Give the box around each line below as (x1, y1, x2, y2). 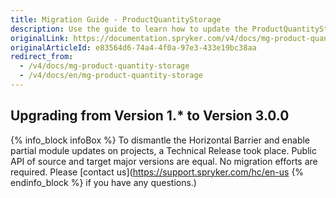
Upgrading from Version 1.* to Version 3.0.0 (10, 107, 290, 125)
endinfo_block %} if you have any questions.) (10, 176, 197, 188)
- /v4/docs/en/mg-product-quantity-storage (19, 71, 203, 81)
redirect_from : (10, 52, 74, 62)
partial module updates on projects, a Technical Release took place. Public (10, 144, 317, 156)
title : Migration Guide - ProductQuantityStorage (10, 14, 222, 25)
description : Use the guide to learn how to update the (10, 24, 248, 34)
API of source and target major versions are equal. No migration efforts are (10, 155, 318, 167)
